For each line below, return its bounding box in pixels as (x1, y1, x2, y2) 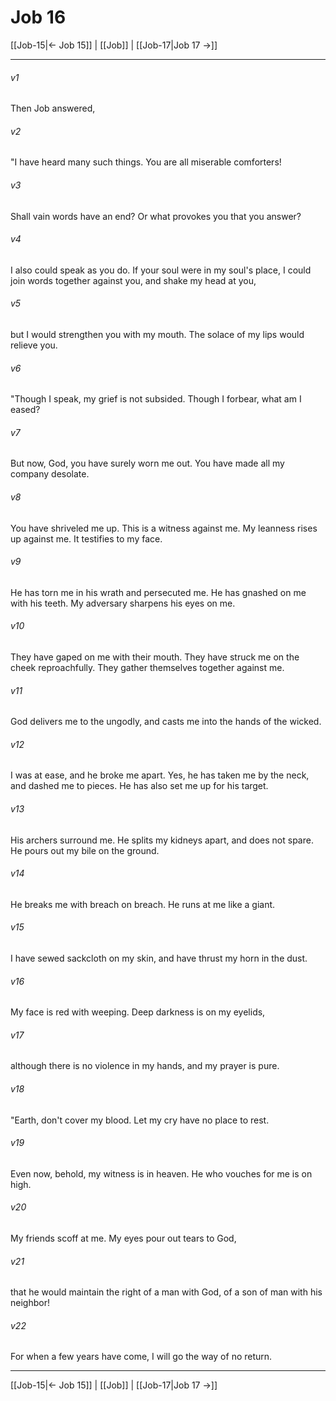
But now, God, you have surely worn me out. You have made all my (10, 457, 285, 470)
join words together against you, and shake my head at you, (10, 274, 257, 286)
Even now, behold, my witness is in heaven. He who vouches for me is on (10, 1167, 313, 1180)
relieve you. (10, 339, 58, 351)
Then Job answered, (10, 102, 96, 115)
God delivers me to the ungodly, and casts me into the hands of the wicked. (10, 716, 322, 728)
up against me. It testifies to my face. (10, 532, 163, 545)
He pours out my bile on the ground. (10, 844, 160, 856)
